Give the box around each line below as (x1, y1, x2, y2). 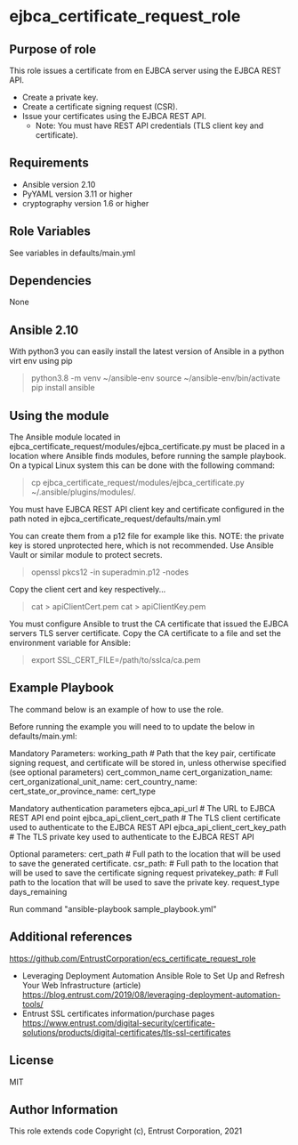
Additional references (9, 930, 133, 945)
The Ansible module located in (9, 431, 121, 442)
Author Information (9, 1101, 118, 1117)
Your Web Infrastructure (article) (21, 980, 141, 990)
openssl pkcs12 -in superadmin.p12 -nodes (30, 567, 189, 577)
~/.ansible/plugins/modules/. (30, 487, 136, 497)
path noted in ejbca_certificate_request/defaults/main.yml (9, 513, 221, 524)
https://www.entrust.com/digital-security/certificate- (21, 1017, 216, 1028)
